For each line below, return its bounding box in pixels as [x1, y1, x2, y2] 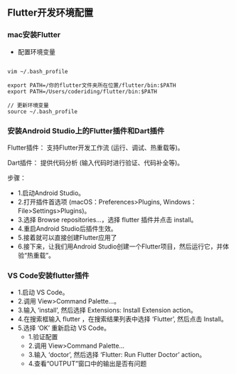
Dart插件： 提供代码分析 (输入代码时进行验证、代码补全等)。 [7, 158, 184, 167]
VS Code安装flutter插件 [7, 270, 90, 280]
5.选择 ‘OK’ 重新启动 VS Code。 [17, 323, 110, 333]
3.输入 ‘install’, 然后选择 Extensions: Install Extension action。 [17, 306, 198, 315]
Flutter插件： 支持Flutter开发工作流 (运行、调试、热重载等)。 [7, 143, 184, 152]
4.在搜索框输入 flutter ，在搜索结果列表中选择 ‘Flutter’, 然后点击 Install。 [17, 315, 227, 323]
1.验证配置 [28, 333, 58, 341]
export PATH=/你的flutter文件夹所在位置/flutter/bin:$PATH [7, 81, 176, 89]
